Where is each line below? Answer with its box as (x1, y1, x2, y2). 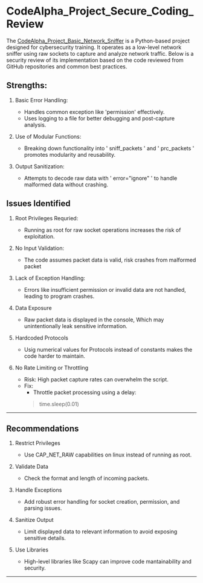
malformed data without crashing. (24, 180, 109, 188)
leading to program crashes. (24, 292, 95, 300)
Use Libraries (14, 546, 49, 553)
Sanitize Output (14, 516, 54, 524)
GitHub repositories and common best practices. (6, 62, 127, 70)
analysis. (24, 121, 47, 128)
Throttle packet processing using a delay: (33, 389, 137, 396)
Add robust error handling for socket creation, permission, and (24, 498, 180, 506)
